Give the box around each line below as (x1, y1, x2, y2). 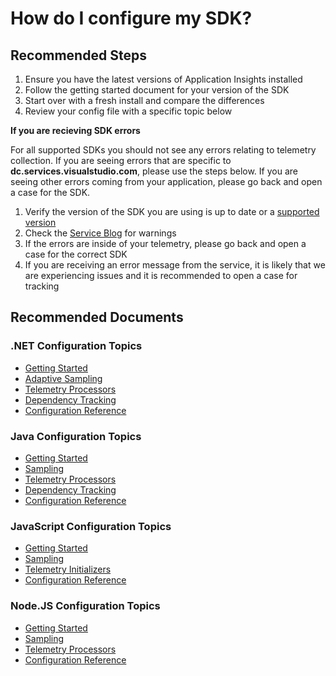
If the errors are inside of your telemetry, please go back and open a (24, 238, 307, 249)
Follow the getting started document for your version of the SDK (24, 84, 290, 96)
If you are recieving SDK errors (10, 125, 141, 136)
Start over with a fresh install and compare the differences (24, 95, 265, 106)
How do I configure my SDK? (10, 7, 253, 30)
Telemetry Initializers (24, 563, 112, 576)
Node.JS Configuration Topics (10, 599, 161, 613)
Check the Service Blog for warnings (24, 227, 177, 239)
